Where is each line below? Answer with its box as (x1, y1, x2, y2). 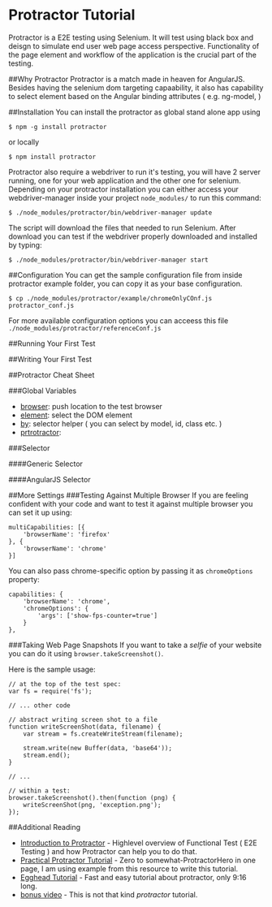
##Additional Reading (8, 822, 81, 831)
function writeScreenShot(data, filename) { (8, 723, 162, 731)
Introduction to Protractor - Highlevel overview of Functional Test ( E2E (19, 838, 257, 848)
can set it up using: (8, 507, 72, 517)
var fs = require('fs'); (8, 687, 93, 695)
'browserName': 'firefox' (23, 530, 111, 538)
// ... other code (8, 701, 71, 710)
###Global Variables (8, 386, 77, 395)
